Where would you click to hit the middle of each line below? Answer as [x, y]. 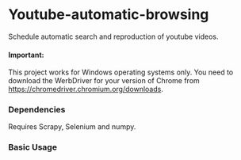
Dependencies [37, 110]
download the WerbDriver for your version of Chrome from [104, 81]
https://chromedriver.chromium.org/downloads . [86, 90]
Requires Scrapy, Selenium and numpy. [72, 127]
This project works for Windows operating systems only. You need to [121, 72]
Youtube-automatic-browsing [109, 15]
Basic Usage [33, 147]
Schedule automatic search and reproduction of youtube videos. [113, 36]
